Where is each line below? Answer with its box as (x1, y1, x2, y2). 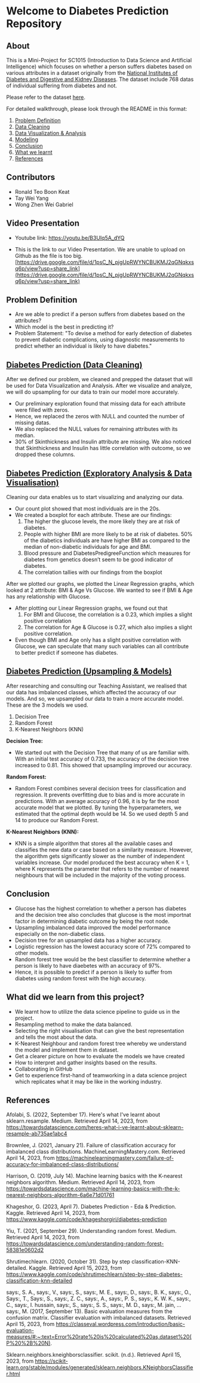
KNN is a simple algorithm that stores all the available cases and (14, 840, 173, 847)
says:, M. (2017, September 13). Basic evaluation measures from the (6, 1308, 173, 1315)
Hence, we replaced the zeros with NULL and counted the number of (14, 413, 185, 420)
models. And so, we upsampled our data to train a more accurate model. (6, 695, 184, 702)
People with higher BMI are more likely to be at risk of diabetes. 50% (23, 531, 193, 538)
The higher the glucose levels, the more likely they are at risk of (23, 518, 180, 525)
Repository (6, 17, 62, 31)
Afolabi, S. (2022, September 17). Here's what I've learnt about (6, 1111, 161, 1118)
